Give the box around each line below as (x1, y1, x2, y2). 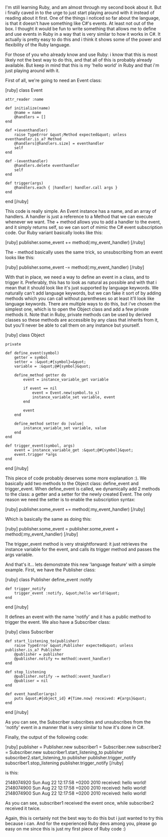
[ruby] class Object (5, 332, 45, 338)
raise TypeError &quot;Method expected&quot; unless (14, 132, 127, 137)
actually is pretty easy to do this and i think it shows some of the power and (5, 36, 161, 42)
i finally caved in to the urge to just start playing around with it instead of (5, 10, 154, 16)
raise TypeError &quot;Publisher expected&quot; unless (14, 643, 134, 648)
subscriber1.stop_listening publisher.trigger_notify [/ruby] (5, 760, 124, 766)
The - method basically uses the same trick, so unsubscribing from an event (5, 249, 163, 255)
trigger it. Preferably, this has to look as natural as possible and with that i (5, 279, 157, 285)
